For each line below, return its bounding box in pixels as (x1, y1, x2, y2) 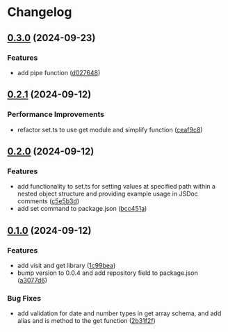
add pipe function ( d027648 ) (17, 68, 101, 77)
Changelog (7, 4, 72, 20)
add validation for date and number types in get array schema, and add (17, 309, 222, 317)
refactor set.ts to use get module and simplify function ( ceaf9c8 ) (17, 125, 203, 134)
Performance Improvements (7, 109, 105, 119)
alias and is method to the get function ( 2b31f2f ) (17, 317, 156, 325)
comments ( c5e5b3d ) (17, 197, 80, 205)
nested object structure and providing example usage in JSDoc (17, 189, 198, 198)
